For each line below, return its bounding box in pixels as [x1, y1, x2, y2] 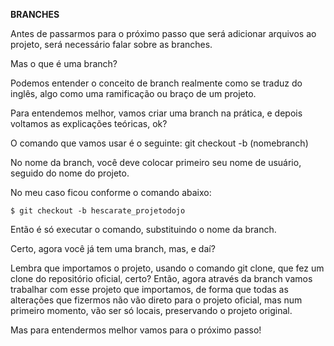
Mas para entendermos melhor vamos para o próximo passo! [10, 324, 262, 336]
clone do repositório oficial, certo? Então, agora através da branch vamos [10, 273, 313, 284]
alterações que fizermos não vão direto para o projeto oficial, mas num [10, 294, 303, 306]
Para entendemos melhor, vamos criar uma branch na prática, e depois [10, 107, 303, 119]
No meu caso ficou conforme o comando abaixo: [10, 187, 212, 198]
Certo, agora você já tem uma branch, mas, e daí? [10, 243, 216, 254]
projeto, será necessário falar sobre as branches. [10, 39, 213, 50]
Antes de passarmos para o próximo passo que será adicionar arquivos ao [10, 28, 317, 39]
